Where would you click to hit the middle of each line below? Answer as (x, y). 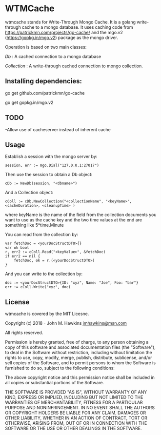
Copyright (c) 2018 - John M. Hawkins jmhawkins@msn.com (66, 323)
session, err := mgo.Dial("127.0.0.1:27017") (52, 166)
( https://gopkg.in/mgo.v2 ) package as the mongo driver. (61, 38)
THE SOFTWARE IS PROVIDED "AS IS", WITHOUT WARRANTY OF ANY (76, 392)
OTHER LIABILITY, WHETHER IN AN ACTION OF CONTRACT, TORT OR (76, 418)
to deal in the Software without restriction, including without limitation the (79, 353)
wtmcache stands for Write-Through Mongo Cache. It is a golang (70, 22)
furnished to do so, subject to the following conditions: (60, 368)
